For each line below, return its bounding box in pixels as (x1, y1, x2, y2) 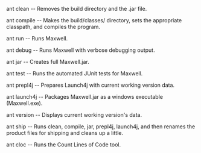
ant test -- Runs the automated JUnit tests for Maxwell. (6, 70, 143, 77)
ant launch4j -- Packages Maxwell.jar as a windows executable (6, 93, 163, 100)
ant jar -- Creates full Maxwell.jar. (6, 58, 89, 65)
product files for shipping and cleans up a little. (6, 130, 124, 136)
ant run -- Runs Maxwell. (6, 35, 68, 42)
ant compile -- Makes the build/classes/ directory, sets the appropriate (6, 17, 182, 23)
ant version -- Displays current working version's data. (6, 111, 142, 118)
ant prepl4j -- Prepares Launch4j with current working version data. (6, 81, 175, 89)
